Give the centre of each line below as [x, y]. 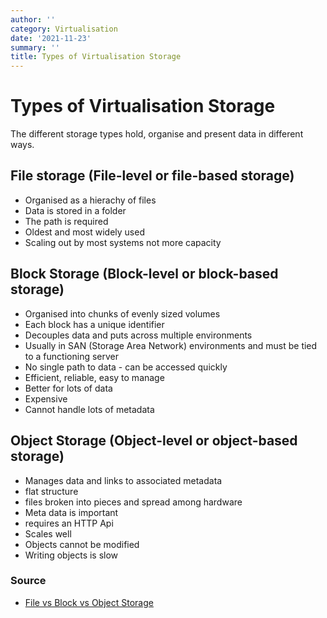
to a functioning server [71, 356]
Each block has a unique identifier [94, 324]
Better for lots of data [68, 388]
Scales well [48, 533]
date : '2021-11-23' [51, 38]
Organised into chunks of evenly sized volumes [122, 313]
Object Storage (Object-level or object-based [154, 441]
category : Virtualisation [64, 29]
